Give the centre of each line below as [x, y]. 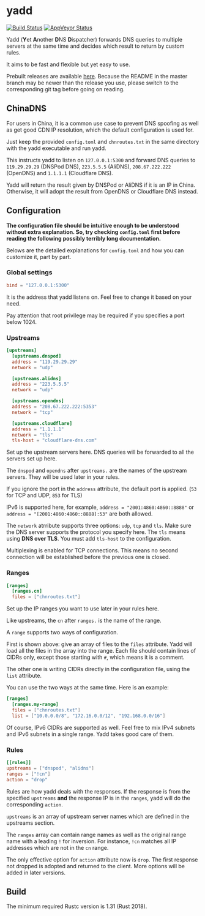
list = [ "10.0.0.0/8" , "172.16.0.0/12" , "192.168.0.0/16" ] [89, 716]
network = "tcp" [32, 412]
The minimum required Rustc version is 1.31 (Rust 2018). [77, 906]
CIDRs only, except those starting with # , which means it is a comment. [95, 657]
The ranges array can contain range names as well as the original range [96, 835]
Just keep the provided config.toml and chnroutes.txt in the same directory [103, 141]
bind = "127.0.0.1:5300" [38, 285]
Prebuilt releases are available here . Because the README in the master [97, 76]
